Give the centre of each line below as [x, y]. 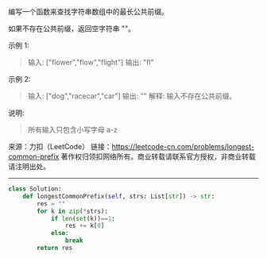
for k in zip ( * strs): [73, 211]
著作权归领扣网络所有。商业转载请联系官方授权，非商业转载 [158, 156]
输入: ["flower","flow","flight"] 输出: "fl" [91, 62]
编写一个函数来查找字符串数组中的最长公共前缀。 [88, 12]
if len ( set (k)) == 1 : [83, 218]
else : [60, 233]
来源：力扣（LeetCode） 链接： [60, 146]
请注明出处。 [29, 166]
